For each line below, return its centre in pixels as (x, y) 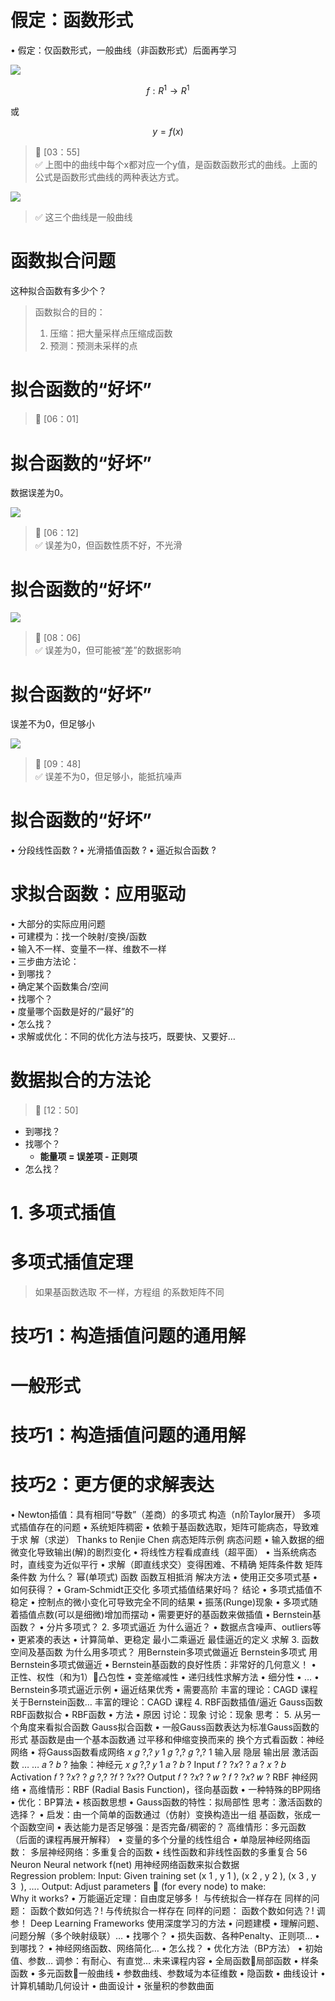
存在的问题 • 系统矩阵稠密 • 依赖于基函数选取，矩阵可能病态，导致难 (178, 1527)
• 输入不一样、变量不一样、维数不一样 (88, 949)
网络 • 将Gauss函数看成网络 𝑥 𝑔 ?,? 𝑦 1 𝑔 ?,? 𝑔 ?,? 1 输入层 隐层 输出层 (150, 1752)
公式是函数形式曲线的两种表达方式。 (109, 177)
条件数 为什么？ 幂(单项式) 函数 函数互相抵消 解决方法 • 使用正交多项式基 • (164, 1577)
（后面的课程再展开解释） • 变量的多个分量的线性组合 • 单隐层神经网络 (156, 1839)
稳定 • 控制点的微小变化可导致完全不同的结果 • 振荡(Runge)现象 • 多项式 (160, 1602)
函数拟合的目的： (70, 312)
